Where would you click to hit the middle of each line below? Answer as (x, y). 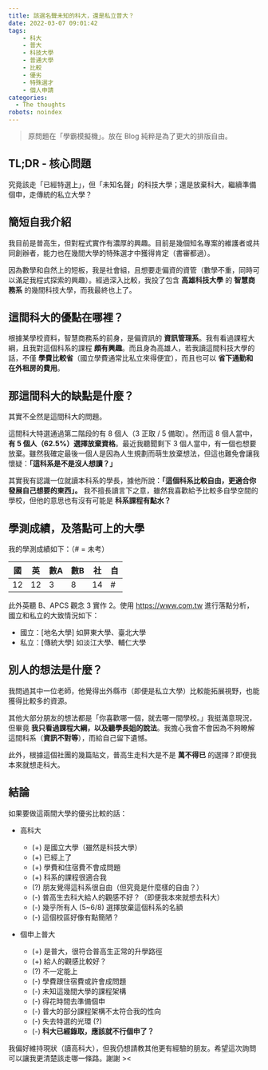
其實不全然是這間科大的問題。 (57, 417)
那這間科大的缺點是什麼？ (71, 395)
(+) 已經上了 (52, 857)
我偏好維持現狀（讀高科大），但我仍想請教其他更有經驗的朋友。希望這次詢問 (132, 1048)
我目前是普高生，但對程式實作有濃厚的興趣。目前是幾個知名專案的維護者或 (130, 243)
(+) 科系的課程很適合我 (69, 877)
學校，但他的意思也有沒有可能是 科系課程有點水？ (90, 501)
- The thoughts (41, 105)
